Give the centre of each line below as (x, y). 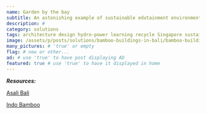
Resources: (21, 81)
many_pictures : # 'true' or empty (51, 47)
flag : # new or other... (38, 52)
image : (15, 40)
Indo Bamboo (23, 104)
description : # (26, 23)
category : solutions (33, 29)
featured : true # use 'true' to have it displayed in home (83, 63)
